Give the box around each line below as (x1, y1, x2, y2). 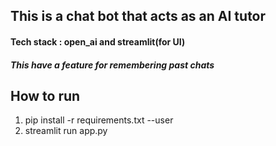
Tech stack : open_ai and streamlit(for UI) (10, 35, 186, 48)
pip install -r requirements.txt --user (24, 114, 174, 126)
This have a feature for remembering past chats (10, 59, 215, 71)
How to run (10, 87, 81, 104)
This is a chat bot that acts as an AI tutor (10, 8, 267, 25)
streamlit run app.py (24, 125, 108, 137)
